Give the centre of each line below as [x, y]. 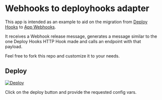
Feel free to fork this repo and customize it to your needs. [62, 56]
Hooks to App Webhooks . [31, 27]
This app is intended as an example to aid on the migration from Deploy [76, 22]
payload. [14, 46]
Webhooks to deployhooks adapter [77, 8]
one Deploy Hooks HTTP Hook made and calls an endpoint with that [73, 41]
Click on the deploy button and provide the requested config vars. [71, 92]
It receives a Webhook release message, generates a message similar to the [81, 36]
